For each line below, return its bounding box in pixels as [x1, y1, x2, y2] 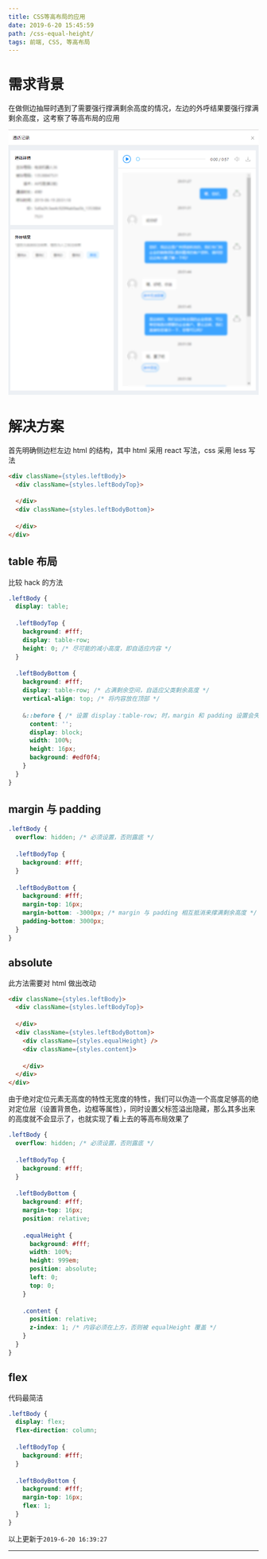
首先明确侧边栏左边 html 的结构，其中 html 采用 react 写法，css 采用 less [8, 445, 247, 455]
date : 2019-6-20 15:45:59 [8, 21, 94, 29]
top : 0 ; [29, 1282, 56, 1290]
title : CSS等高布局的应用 [8, 13, 86, 21]
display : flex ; [15, 1418, 66, 1426]
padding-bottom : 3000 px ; [22, 918, 105, 926]
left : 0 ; [29, 1274, 59, 1282]
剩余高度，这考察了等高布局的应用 [8, 114, 120, 123]
